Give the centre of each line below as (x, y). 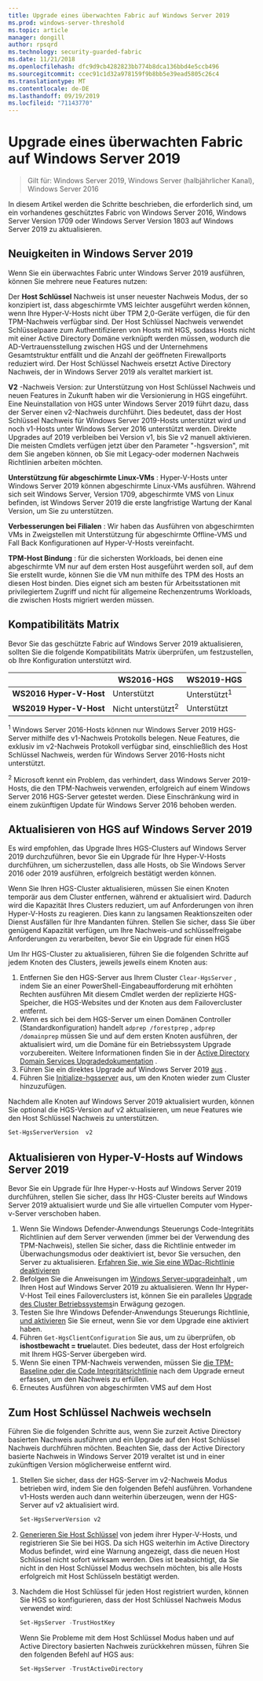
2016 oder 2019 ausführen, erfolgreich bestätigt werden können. (112, 873)
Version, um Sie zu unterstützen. (61, 511)
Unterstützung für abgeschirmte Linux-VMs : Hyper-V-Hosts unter (118, 477)
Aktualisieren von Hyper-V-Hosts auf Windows (126, 1157)
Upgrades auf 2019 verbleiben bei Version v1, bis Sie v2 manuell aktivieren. (130, 437)
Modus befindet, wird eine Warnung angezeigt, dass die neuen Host (130, 1551)
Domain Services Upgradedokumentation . (88, 1061)
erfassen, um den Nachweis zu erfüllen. (84, 1379)
